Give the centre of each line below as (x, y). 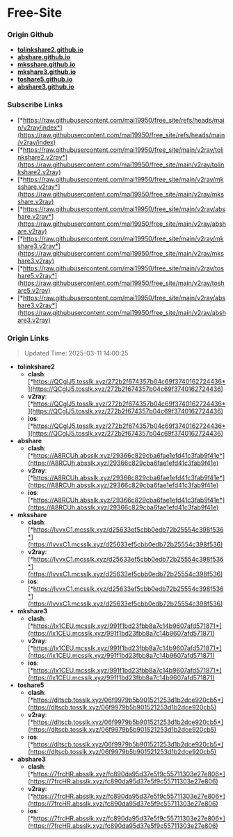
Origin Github (31, 35)
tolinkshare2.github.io (50, 49)
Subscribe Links (35, 105)
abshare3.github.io (46, 87)
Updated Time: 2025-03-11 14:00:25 (76, 353)
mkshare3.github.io (47, 72)
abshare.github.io (44, 57)
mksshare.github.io (46, 65)
